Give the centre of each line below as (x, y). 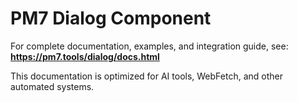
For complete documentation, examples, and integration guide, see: (149, 46)
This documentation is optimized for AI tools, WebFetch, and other (146, 76)
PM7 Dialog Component (111, 18)
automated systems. (52, 86)
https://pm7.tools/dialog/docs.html (85, 56)
